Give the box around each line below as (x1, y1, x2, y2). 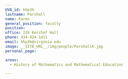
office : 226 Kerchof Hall (5, 30, 59, 35)
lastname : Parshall (5, 12, 46, 17)
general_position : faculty (5, 21, 61, 26)
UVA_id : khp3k (5, 7, 35, 12)
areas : (5, 57, 19, 62)
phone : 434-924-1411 (5, 35, 48, 40)
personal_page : (5, 48, 37, 53)
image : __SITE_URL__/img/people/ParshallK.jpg (5, 44, 103, 49)
